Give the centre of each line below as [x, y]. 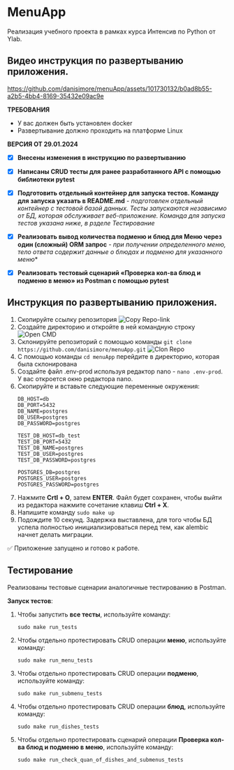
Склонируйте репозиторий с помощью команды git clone [104, 341]
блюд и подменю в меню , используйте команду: [100, 747]
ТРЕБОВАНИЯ [29, 110]
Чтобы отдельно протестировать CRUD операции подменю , [108, 673]
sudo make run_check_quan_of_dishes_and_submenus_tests [100, 760]
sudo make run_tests [47, 627]
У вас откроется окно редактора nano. [75, 378]
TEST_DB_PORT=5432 [44, 442]
